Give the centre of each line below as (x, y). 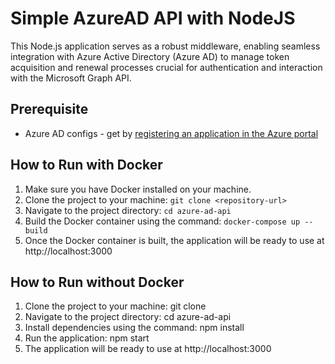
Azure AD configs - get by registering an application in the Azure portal (171, 133)
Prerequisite (49, 109)
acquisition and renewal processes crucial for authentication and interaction (166, 67)
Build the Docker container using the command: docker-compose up (162, 221)
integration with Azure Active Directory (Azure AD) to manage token (150, 56)
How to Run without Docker (97, 282)
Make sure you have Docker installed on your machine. (138, 189)
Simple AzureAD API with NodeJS (153, 18)
